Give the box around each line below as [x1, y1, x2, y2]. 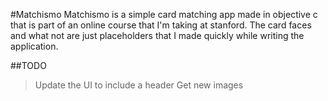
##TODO [10, 60, 47, 71]
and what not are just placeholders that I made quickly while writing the [10, 30, 305, 41]
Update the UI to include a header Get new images [34, 79, 244, 91]
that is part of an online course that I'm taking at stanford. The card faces [10, 19, 312, 31]
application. [10, 40, 59, 52]
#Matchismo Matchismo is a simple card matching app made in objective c [10, 9, 318, 20]
